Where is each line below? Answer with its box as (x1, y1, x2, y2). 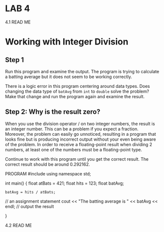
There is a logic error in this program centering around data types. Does (5, 83, 150, 89)
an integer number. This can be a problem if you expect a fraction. (5, 126, 139, 132)
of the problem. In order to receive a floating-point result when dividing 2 (5, 141, 153, 147)
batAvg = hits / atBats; (5, 190, 56, 194)
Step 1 (5, 56, 24, 64)
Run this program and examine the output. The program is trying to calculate (5, 68, 160, 74)
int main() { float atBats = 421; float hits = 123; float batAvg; (5, 180, 124, 186)
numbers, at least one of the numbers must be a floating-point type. (5, 147, 142, 152)
